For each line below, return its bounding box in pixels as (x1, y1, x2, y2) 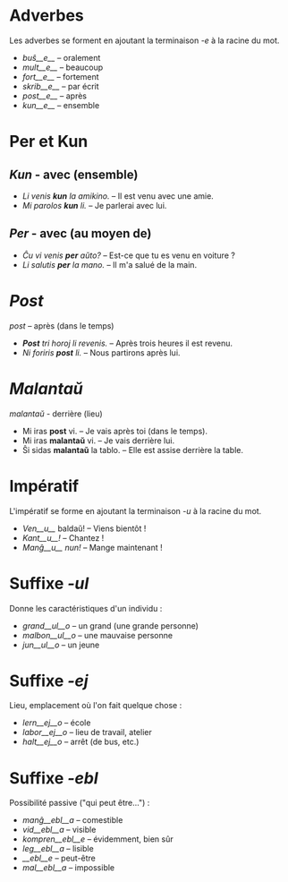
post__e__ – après (21, 90, 88, 101)
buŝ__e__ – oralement (21, 52, 101, 63)
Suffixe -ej (9, 671, 89, 690)
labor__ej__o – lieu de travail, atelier (21, 727, 152, 738)
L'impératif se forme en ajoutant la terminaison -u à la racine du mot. (9, 505, 262, 516)
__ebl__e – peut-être (21, 852, 97, 864)
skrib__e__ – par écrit (21, 81, 100, 91)
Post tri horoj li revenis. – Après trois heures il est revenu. (21, 338, 233, 348)
